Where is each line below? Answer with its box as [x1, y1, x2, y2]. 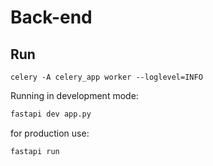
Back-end [10, 6, 93, 29]
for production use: [10, 127, 90, 139]
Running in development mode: [10, 90, 139, 101]
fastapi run [10, 146, 60, 156]
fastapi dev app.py [10, 109, 92, 119]
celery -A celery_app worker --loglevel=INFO [10, 72, 203, 82]
